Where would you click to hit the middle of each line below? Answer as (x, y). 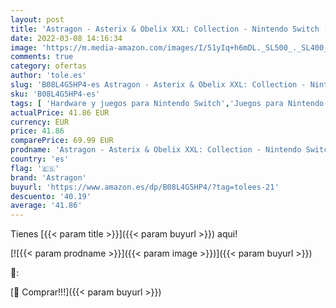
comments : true (42, 57)
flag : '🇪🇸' (35, 168)
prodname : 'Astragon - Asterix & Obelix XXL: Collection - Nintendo (156, 150)
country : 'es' (40, 159)
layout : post (37, 19)
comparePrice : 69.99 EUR (62, 141)
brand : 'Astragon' (48, 177)
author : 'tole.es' (48, 76)
